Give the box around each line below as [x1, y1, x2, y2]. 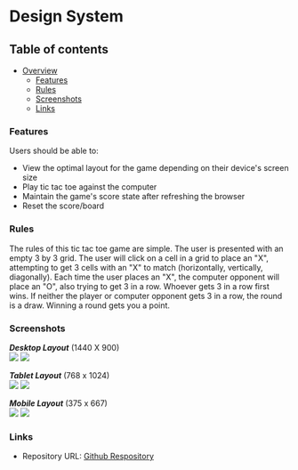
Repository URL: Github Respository [21, 451, 154, 462]
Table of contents [9, 42, 109, 57]
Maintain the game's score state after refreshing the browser [21, 191, 246, 202]
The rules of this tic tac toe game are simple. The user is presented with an [9, 243, 284, 254]
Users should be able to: [9, 145, 100, 157]
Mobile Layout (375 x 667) [9, 398, 109, 409]
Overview [21, 65, 58, 76]
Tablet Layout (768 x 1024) [9, 369, 110, 380]
